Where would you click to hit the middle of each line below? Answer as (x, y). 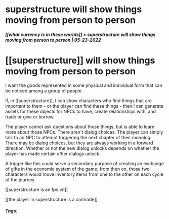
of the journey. (20, 179)
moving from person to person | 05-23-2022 (53, 40)
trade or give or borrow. (30, 117)
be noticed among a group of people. (44, 90)
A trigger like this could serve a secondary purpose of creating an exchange (85, 163)
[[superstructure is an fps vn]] (37, 190)
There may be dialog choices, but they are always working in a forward (79, 143)
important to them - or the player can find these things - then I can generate (84, 106)
